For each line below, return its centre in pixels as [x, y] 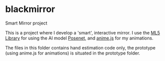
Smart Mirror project [26, 23]
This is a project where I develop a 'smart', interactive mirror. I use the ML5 [82, 32]
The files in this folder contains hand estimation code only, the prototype [80, 47]
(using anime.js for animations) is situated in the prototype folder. [73, 53]
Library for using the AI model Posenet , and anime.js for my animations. [79, 38]
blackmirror [30, 9]
